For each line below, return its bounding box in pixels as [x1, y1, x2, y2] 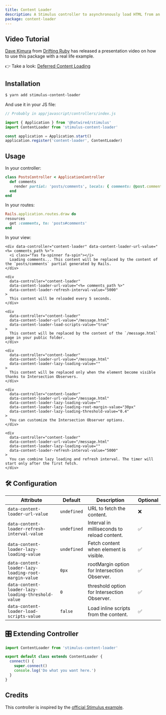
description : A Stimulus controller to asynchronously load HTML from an [5, 12, 161, 17]
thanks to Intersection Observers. [5, 374, 79, 379]
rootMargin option [87, 561, 130, 568]
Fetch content [87, 539, 120, 546]
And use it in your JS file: [5, 101, 56, 107]
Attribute [20, 496, 42, 503]
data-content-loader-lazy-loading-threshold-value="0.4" [9, 409, 129, 414]
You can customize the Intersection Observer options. [9, 417, 125, 422]
